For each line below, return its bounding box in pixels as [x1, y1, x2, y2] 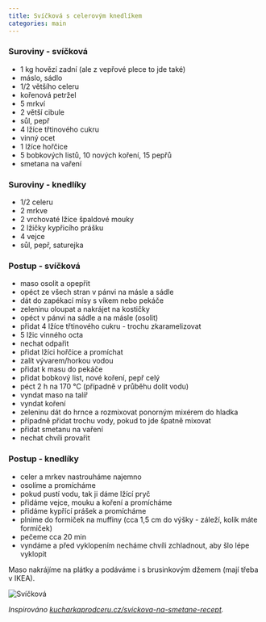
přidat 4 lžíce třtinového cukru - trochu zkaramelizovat [19, 322, 202, 331]
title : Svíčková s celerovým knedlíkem [8, 11, 143, 20]
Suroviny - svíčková [8, 46, 89, 57]
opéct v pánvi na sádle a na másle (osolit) [19, 313, 159, 323]
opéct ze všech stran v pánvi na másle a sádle [19, 288, 174, 297]
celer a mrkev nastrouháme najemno [19, 472, 143, 481]
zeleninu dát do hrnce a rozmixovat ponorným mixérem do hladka [19, 407, 239, 417]
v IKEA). [8, 573, 35, 582]
